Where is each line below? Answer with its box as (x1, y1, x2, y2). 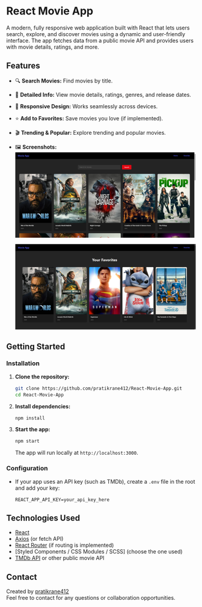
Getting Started (6, 341, 66, 351)
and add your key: (14, 484, 60, 491)
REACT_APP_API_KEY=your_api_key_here (14, 496, 110, 503)
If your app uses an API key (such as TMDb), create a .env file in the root (14, 478, 195, 485)
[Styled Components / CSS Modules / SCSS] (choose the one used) (14, 548, 183, 555)
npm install (14, 415, 45, 421)
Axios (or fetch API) (14, 535, 64, 543)
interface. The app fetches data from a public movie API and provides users (6, 37, 194, 44)
